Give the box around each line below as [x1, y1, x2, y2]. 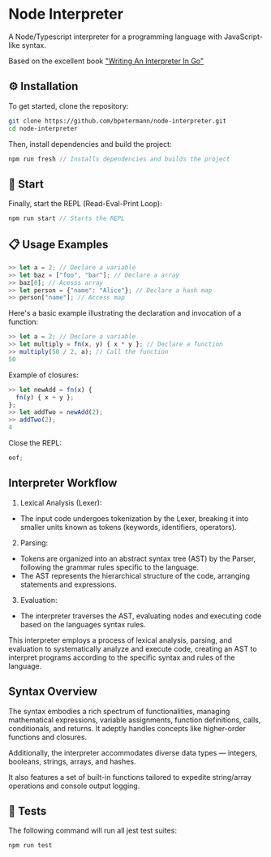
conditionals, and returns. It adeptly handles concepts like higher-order [8, 723, 246, 733]
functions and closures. [8, 732, 88, 742]
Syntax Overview [8, 685, 97, 699]
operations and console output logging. [8, 781, 140, 790]
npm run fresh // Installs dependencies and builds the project [8, 155, 230, 163]
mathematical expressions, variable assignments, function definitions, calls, [8, 715, 261, 725]
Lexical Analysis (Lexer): [19, 497, 102, 507]
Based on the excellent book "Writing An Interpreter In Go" [8, 56, 204, 66]
